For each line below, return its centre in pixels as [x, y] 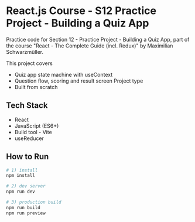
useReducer [29, 138]
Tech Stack [27, 106]
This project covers [29, 63]
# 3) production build [34, 202]
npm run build [23, 207]
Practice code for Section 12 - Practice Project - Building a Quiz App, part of [98, 39]
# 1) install [22, 170]
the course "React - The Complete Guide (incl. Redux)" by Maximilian [90, 46]
